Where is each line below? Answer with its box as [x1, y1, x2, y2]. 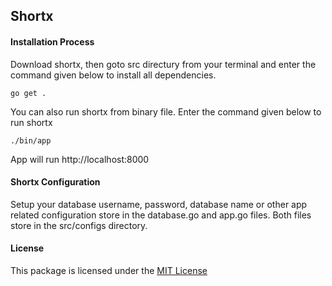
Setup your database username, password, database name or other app [10, 198, 308, 210]
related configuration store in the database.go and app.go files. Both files [10, 209, 312, 221]
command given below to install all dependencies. [10, 69, 217, 81]
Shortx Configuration [10, 176, 101, 188]
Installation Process [10, 35, 95, 48]
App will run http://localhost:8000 [10, 153, 150, 165]
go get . [10, 88, 47, 98]
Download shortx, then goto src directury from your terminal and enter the [10, 58, 317, 70]
